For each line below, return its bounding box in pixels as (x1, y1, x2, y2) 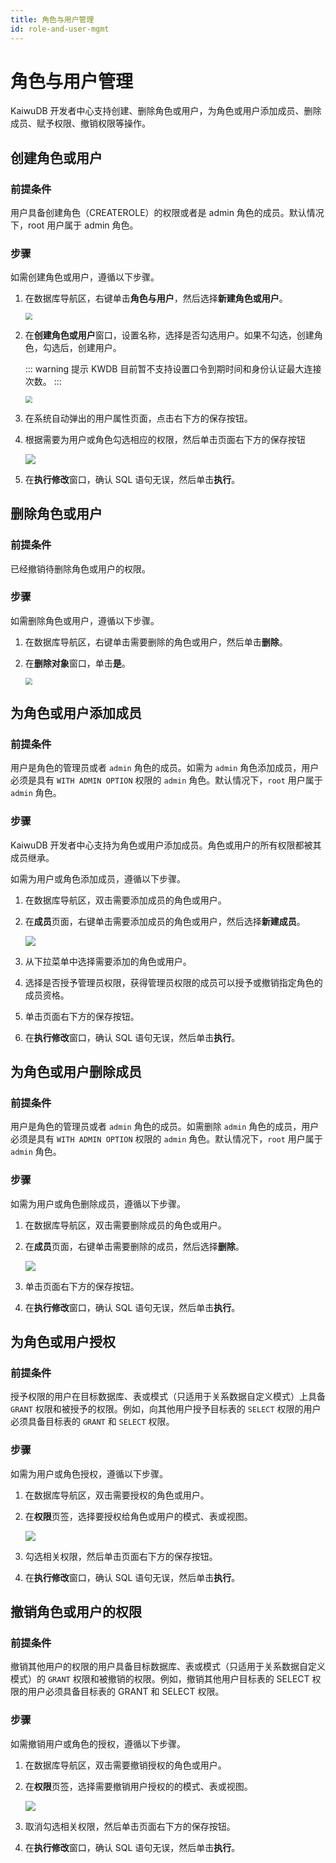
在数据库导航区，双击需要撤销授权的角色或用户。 (24, 1759, 227, 1771)
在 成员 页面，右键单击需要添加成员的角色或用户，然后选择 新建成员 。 (24, 915, 306, 927)
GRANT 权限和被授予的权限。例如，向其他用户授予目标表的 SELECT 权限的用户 (10, 1403, 322, 1415)
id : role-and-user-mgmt (10, 24, 110, 34)
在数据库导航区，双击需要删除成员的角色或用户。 (24, 1219, 227, 1231)
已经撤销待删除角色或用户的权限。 (10, 562, 151, 575)
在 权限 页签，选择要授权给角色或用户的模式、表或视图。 (24, 1510, 253, 1522)
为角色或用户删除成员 (10, 1063, 142, 1080)
